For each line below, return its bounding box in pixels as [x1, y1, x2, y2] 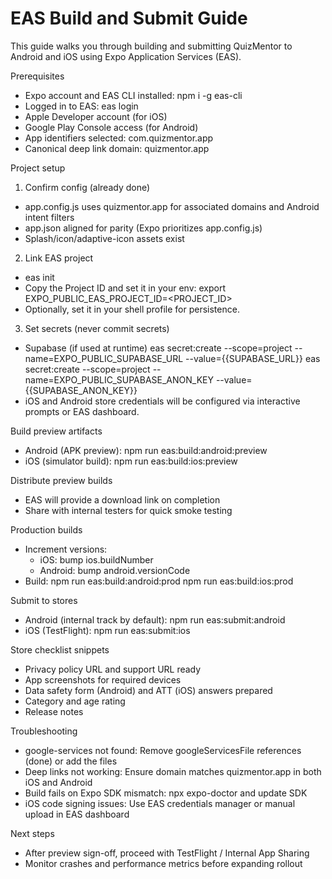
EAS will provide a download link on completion [24, 493, 221, 506]
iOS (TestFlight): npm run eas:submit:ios [24, 624, 191, 636]
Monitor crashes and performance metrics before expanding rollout [24, 857, 303, 869]
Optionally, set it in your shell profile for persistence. [24, 303, 240, 315]
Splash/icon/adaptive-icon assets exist [24, 232, 185, 244]
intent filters [24, 211, 75, 223]
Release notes [24, 705, 84, 717]
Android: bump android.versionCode [39, 564, 191, 576]
